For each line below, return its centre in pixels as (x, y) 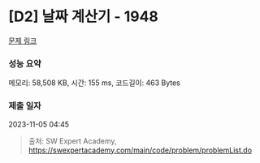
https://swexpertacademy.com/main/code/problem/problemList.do (140, 150)
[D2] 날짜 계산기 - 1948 (83, 17)
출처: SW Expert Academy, (72, 141)
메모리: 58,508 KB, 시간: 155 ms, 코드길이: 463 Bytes (94, 83)
